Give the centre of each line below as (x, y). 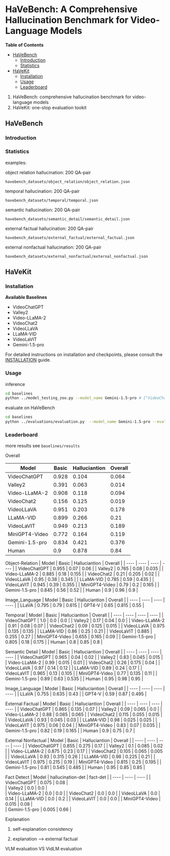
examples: (16, 163)
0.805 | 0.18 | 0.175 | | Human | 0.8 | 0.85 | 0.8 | (54, 642)
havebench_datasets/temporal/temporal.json (52, 200)
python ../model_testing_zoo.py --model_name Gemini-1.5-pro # (73, 398)
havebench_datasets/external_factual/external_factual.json (70, 238)
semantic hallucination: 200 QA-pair (43, 210)
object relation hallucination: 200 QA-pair (48, 172)
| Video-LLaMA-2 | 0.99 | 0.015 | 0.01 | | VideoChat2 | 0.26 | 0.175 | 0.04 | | (83, 663)
